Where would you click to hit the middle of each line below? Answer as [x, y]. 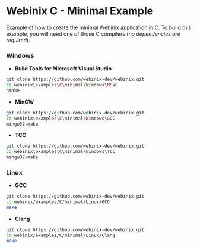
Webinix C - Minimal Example [80, 11]
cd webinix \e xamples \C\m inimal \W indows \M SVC [62, 85]
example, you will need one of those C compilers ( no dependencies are [93, 33]
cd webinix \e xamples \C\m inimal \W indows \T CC [61, 152]
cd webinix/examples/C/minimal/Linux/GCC [58, 202]
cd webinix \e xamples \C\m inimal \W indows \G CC [61, 118]
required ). [18, 40]
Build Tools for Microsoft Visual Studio [63, 69]
